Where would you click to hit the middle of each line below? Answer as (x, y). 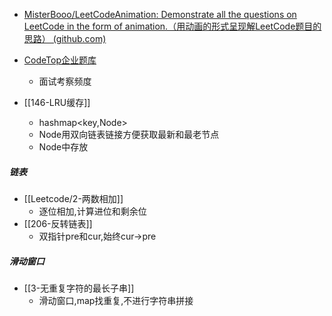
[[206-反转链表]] (58, 223)
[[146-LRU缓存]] (57, 102)
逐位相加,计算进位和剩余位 (92, 211)
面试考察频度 (65, 81)
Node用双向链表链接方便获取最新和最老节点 (129, 134)
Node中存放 (63, 147)
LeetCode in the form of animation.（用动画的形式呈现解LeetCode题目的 (172, 26)
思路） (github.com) (65, 38)
